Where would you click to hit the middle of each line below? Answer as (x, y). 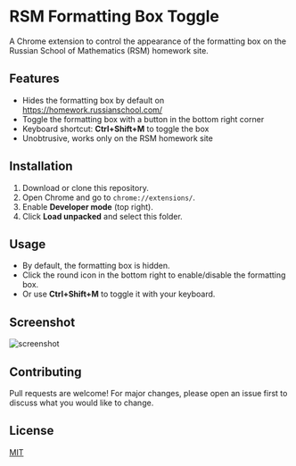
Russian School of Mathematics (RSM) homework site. (109, 50)
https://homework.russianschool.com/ (92, 110)
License (32, 431)
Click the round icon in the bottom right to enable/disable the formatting (154, 275)
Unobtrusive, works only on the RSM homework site (118, 138)
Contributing (45, 372)
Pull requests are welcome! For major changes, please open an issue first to (148, 393)
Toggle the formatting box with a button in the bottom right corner (143, 119)
